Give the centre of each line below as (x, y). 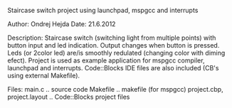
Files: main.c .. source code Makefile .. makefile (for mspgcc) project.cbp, (115, 89)
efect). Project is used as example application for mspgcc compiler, (106, 60)
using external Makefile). (44, 75)
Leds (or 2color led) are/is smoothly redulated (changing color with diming (116, 53)
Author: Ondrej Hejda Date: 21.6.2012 (62, 24)
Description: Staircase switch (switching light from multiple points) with (112, 38)
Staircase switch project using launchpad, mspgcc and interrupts (103, 10)
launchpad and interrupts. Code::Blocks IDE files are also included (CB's (113, 68)
